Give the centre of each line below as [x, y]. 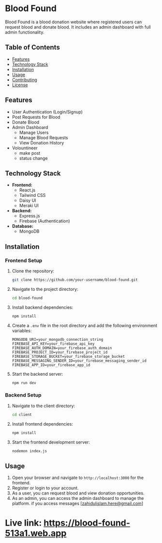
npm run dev [24, 383]
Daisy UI [28, 200]
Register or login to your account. [45, 488]
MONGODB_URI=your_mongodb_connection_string [58, 339]
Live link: [23, 523]
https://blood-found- [87, 523]
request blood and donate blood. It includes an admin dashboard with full [78, 27]
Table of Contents [33, 47]
